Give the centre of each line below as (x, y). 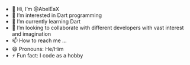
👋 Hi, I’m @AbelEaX (36, 9)
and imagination (31, 34)
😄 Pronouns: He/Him (38, 49)
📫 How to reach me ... (39, 40)
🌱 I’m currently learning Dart (46, 21)
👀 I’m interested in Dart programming (57, 15)
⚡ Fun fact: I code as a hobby (47, 55)
